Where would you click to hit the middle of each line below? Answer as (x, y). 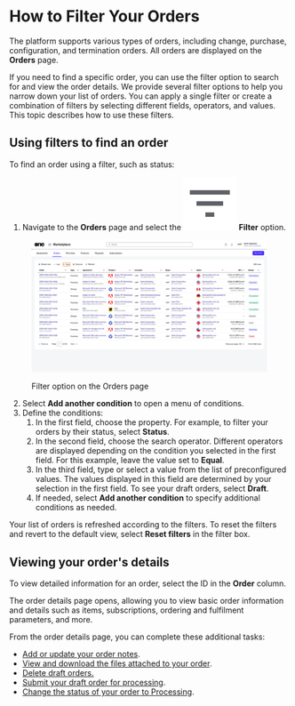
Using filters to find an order (89, 143)
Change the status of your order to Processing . (108, 692)
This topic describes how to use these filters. (92, 115)
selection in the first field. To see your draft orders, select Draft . (152, 489)
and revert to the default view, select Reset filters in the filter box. (130, 534)
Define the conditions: (63, 413)
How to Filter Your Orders (104, 16)
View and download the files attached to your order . (117, 663)
